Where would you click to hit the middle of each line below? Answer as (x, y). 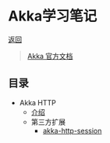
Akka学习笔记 (53, 16)
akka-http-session (72, 130)
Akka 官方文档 (50, 56)
